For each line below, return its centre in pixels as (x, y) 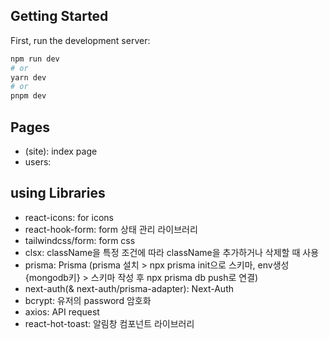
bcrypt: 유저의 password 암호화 (88, 300)
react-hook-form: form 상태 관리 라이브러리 (111, 229)
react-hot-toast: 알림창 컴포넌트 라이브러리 (109, 323)
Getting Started (59, 16)
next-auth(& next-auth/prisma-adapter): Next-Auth (129, 288)
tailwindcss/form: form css (80, 240)
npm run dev (35, 59)
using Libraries (58, 193)
